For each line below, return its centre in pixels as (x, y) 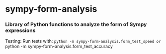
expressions (20, 30)
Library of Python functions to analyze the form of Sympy (76, 25)
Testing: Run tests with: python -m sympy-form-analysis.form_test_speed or (83, 41)
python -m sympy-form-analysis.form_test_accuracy (59, 46)
